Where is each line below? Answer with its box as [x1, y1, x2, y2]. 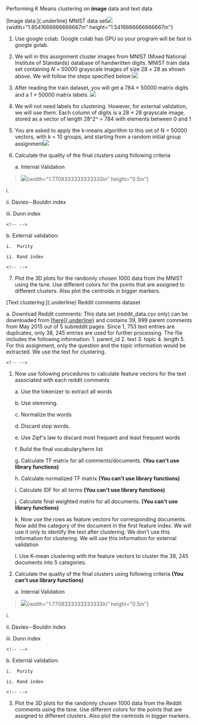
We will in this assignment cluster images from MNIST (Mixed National [14, 53, 187, 60]
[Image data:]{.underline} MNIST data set [6, 17, 107, 24]
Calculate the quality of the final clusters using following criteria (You [14, 570, 184, 577]
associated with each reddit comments [14, 377, 110, 383]
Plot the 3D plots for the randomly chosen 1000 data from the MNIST [14, 275, 183, 282]
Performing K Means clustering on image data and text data [6, 5, 153, 12]
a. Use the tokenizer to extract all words [14, 388, 113, 395]
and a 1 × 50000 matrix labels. [14, 92, 89, 98]
